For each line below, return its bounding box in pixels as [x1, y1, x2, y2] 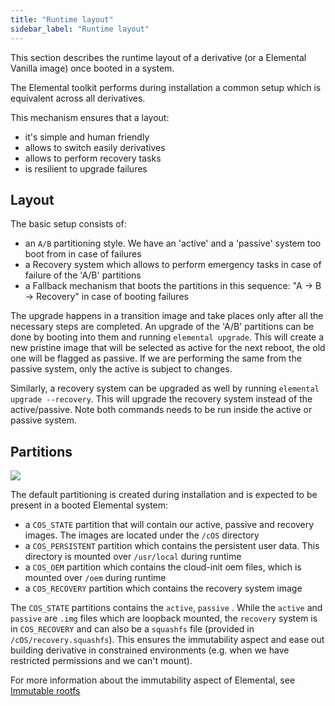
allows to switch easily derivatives [24, 141, 166, 153]
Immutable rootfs [10, 685, 81, 697]
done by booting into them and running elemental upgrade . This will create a [10, 331, 325, 343]
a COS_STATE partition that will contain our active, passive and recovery [24, 519, 315, 531]
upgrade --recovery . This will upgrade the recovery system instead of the [10, 393, 313, 405]
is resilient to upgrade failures [24, 162, 148, 175]
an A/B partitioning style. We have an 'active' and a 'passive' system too [24, 237, 322, 250]
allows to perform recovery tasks [24, 152, 162, 164]
